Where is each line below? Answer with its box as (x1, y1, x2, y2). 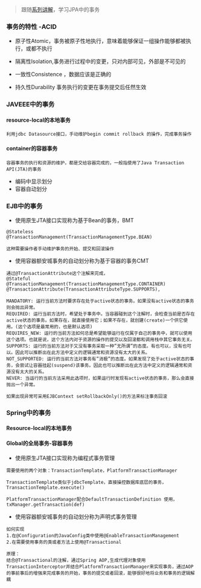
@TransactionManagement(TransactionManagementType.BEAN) (6, 234, 153, 240)
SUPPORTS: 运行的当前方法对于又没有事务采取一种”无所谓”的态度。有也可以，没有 (6, 343, 183, 349)
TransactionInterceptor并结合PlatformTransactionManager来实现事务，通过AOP (6, 563, 194, 570)
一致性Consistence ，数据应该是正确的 (14, 71, 112, 78)
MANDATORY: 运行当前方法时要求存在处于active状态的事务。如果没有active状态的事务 (6, 298, 194, 304)
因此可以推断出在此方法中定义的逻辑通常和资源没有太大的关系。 (14, 349, 150, 355)
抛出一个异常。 (6, 382, 38, 388)
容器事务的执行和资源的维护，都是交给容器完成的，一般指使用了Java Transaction (6, 160, 185, 166)
